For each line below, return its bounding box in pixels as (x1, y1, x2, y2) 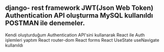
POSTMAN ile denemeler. (5, 19, 85, 27)
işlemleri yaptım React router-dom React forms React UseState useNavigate (5, 37, 160, 43)
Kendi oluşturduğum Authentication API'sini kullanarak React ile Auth (5, 32, 145, 38)
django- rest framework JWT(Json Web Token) (5, 4, 154, 12)
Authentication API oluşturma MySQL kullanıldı (5, 12, 153, 20)
